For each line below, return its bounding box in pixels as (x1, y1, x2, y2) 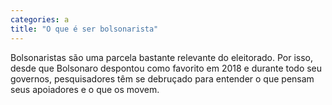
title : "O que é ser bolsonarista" (10, 24, 159, 34)
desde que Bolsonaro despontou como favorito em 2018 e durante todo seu (10, 62, 323, 74)
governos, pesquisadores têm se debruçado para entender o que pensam (10, 72, 315, 85)
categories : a (10, 14, 70, 25)
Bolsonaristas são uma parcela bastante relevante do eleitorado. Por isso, (10, 51, 313, 63)
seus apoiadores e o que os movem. (10, 83, 160, 95)
